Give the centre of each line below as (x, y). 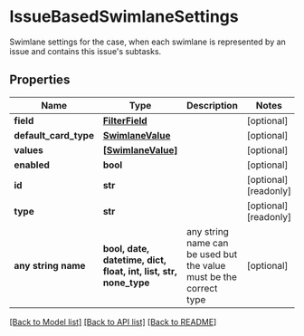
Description (212, 105)
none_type (126, 283)
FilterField (125, 120)
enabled (32, 165)
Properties (40, 80)
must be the (212, 276)
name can (208, 243)
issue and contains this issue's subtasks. (85, 51)
